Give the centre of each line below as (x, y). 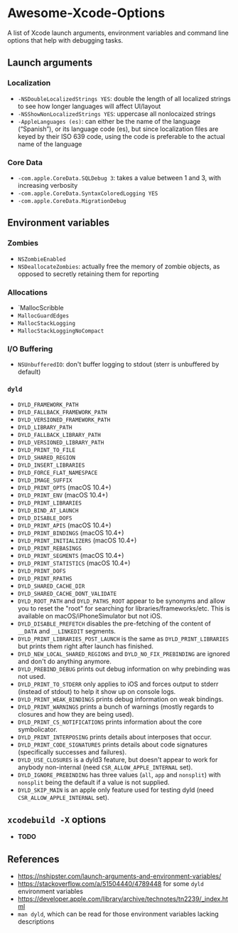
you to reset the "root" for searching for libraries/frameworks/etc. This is (124, 608)
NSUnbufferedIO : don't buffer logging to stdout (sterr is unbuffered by (118, 364)
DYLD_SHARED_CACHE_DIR (51, 586)
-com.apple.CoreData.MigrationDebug (72, 201)
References (33, 859)
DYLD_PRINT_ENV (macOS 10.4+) (63, 495)
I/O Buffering (30, 349)
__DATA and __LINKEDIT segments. (66, 631)
